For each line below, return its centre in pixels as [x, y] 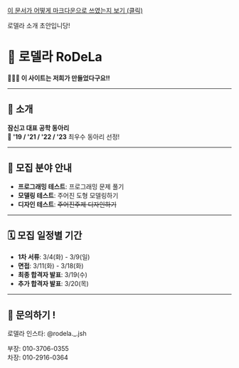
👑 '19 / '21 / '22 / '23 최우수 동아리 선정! [64, 137]
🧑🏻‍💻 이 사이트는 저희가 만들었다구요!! [59, 78]
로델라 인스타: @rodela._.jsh [47, 334]
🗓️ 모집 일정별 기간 [45, 235]
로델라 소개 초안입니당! [39, 26]
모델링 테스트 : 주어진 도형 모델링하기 [68, 195]
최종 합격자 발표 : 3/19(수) [52, 275]
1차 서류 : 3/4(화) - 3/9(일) [54, 257]
